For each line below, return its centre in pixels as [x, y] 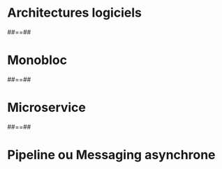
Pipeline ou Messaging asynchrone [111, 155]
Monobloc [37, 60]
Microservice [46, 107]
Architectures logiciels [74, 13]
